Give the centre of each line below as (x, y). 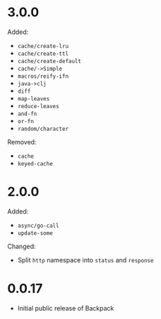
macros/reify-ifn (43, 76)
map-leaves (34, 99)
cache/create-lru (43, 46)
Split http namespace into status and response (85, 260)
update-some (35, 233)
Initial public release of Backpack (66, 308)
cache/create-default (49, 61)
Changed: (22, 246)
